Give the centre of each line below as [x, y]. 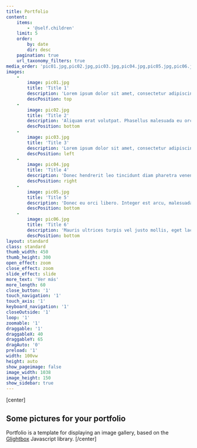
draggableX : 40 [25, 334]
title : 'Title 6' [48, 225]
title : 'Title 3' [48, 143]
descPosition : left [51, 153]
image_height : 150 [28, 378]
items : [25, 22]
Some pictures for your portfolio [66, 418]
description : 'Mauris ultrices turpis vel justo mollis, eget [105, 230]
